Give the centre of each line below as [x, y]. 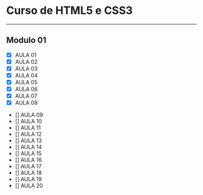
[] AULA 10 [28, 121]
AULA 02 [26, 62]
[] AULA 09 [29, 115]
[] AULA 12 [28, 134]
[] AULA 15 [28, 154]
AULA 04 [26, 75]
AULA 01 [26, 55]
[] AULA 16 [28, 160]
